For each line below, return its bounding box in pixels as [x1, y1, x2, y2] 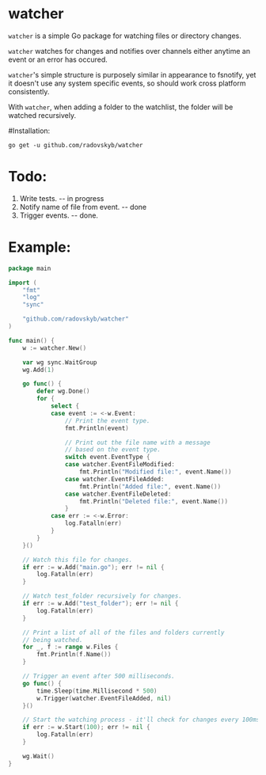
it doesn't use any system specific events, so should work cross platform [8, 78, 246, 88]
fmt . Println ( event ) [64, 424, 129, 432]
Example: [8, 238, 71, 256]
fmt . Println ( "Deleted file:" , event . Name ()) [78, 497, 228, 505]
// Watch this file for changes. [22, 556, 133, 564]
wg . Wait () [22, 752, 55, 760]
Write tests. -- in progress [19, 193, 104, 203]
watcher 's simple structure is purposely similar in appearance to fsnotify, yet [8, 70, 256, 79]
